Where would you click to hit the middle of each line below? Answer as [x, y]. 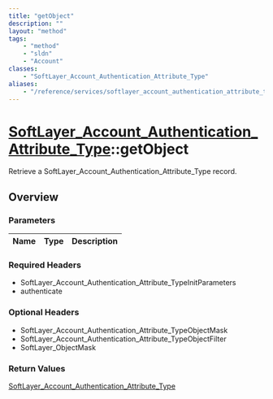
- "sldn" [38, 54]
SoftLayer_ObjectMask [58, 347]
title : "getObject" [41, 16]
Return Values [37, 368]
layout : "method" [38, 31]
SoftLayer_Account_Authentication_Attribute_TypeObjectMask [124, 330]
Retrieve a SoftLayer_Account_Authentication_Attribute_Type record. [123, 171]
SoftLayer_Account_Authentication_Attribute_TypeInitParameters [128, 283]
